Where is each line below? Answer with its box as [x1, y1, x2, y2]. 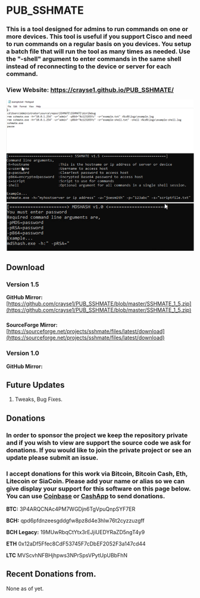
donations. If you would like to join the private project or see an [6, 446, 192, 454]
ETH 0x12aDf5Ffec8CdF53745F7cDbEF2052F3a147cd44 [6, 540, 146, 547]
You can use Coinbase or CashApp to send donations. [6, 492, 165, 500]
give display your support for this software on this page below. [6, 484, 191, 493]
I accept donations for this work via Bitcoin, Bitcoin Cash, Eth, [6, 470, 188, 478]
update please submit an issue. [6, 453, 99, 462]
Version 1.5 [6, 280, 39, 289]
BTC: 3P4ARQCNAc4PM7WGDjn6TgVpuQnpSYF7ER [6, 505, 136, 513]
